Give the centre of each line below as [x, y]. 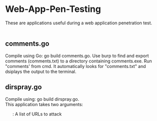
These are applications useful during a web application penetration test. [79, 23]
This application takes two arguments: [44, 104]
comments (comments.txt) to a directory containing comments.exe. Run [79, 61]
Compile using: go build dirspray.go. [42, 99]
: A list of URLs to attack [37, 114]
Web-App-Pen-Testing [53, 9]
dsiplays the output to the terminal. [41, 71]
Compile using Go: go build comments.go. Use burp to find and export [77, 56]
